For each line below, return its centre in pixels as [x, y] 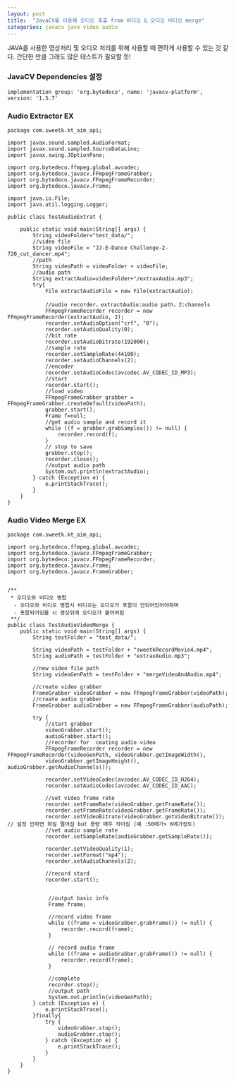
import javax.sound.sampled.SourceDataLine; [74, 149]
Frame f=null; [66, 416]
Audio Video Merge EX [47, 520]
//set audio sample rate [81, 830]
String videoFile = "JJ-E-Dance [80, 248]
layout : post [26, 14]
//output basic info [79, 898]
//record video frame [80, 917]
